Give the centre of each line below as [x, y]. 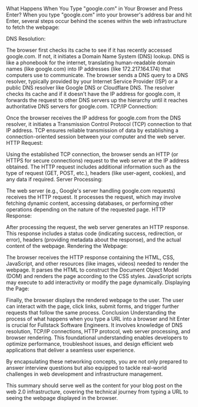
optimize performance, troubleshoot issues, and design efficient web [90, 344]
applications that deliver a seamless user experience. [71, 350]
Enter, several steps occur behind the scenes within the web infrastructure [97, 21]
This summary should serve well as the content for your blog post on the [94, 386]
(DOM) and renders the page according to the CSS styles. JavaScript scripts [99, 276]
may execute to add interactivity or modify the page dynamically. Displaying [98, 282]
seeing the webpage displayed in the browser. [62, 398]
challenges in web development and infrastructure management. [85, 374]
